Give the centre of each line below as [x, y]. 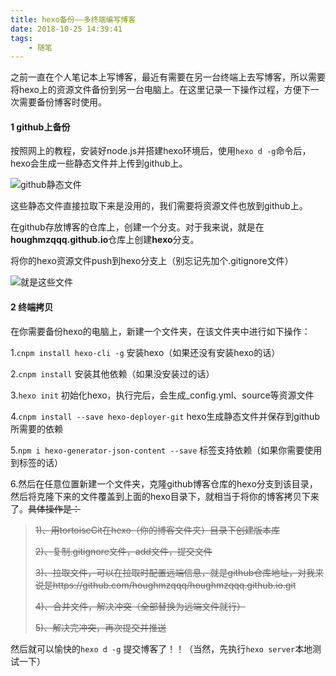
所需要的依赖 [36, 428]
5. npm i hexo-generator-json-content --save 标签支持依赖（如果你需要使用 [166, 450]
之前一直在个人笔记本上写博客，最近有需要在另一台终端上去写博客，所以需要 [168, 77]
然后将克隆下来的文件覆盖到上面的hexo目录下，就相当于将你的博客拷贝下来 [165, 496]
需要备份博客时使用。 [62, 102]
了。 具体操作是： [45, 508]
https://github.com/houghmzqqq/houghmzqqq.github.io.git [174, 585]
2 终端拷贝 [32, 307]
